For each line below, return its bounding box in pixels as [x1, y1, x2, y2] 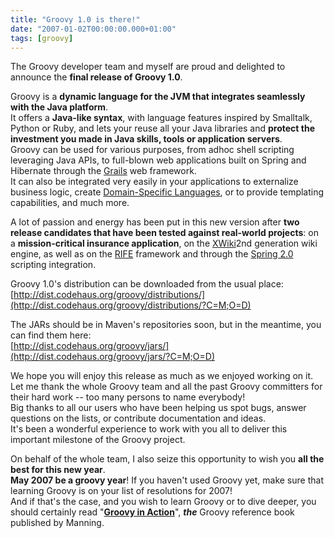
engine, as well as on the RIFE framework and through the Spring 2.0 [10, 248, 294, 260]
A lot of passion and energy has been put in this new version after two [10, 216, 300, 228]
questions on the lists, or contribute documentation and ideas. [10, 412, 267, 425]
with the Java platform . [10, 101, 109, 113]
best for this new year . [10, 464, 106, 476]
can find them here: [10, 329, 92, 341]
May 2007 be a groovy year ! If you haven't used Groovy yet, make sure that [10, 474, 324, 486]
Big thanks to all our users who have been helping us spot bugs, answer [10, 402, 307, 414]
